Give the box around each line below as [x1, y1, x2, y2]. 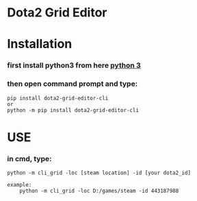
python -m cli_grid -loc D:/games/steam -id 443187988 [19, 187, 179, 195]
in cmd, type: [7, 154, 52, 163]
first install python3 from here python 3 [7, 60, 142, 70]
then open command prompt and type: [7, 79, 138, 88]
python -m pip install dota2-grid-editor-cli [7, 106, 139, 114]
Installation [7, 36, 73, 52]
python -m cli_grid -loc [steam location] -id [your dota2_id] [7, 169, 192, 176]
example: [7, 182, 32, 189]
